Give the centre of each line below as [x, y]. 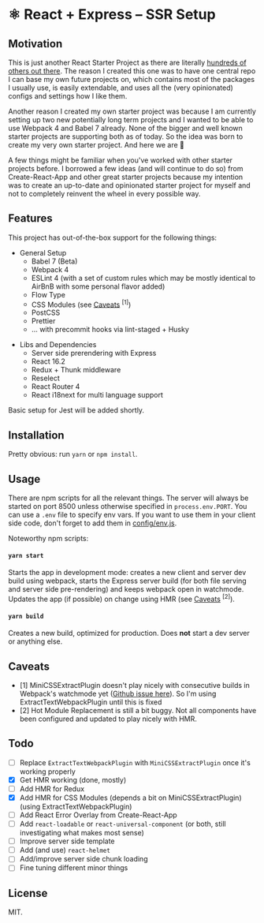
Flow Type [48, 294]
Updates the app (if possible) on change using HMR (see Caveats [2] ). [121, 598]
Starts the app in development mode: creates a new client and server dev [127, 573]
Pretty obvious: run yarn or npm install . [73, 454]
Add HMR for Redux [52, 788]
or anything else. [35, 641]
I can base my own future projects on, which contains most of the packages [131, 79]
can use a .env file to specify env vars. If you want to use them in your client [132, 515]
